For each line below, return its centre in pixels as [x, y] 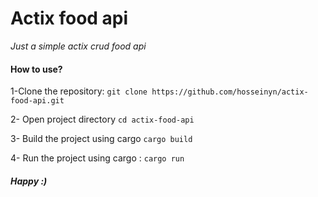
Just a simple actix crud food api [78, 46]
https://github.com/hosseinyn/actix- [230, 92]
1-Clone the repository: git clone [79, 91]
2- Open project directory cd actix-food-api [102, 119]
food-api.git [37, 101]
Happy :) [29, 181]
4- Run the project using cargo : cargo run [97, 158]
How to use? [36, 69]
